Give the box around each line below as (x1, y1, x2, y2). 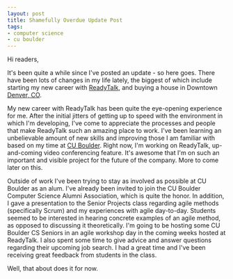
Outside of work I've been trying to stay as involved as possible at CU (7, 177, 207, 185)
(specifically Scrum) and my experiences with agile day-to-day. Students (7, 207, 216, 215)
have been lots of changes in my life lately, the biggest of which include (7, 76, 213, 84)
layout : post (7, 10, 45, 17)
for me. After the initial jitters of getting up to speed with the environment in (7, 112, 223, 120)
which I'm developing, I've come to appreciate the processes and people (7, 119, 216, 127)
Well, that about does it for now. (7, 264, 99, 273)
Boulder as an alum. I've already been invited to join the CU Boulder (7, 184, 201, 193)
